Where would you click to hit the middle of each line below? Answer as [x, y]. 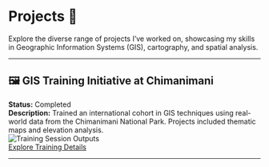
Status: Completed [40, 104]
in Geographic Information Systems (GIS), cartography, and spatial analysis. [133, 47]
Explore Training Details [47, 147]
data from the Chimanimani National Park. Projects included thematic [142, 121]
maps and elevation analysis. [56, 130]
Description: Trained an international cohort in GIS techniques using [121, 112]
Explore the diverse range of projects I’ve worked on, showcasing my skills [132, 39]
